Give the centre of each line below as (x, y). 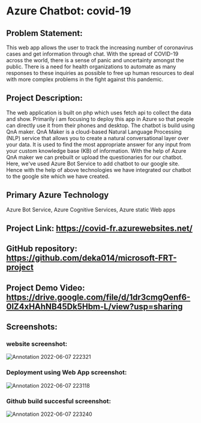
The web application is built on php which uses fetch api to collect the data (99, 113)
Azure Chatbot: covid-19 (69, 11)
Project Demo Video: (46, 288)
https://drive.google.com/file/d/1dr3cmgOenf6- (98, 297)
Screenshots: (32, 327)
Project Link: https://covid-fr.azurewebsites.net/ (100, 229)
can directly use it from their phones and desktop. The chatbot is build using (100, 125)
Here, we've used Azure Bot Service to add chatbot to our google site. (93, 164)
